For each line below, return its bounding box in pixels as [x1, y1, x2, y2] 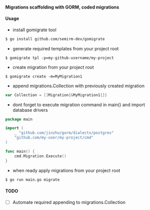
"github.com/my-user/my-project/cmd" [14, 135, 94, 141]
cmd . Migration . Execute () [14, 154, 67, 159]
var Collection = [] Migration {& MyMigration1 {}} [5, 92, 108, 98]
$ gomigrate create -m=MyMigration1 [5, 74, 82, 79]
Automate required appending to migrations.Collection [12, 199, 126, 205]
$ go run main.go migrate [5, 177, 60, 182]
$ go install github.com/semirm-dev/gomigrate [5, 36, 105, 41]
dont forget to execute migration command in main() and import [12, 101, 145, 108]
